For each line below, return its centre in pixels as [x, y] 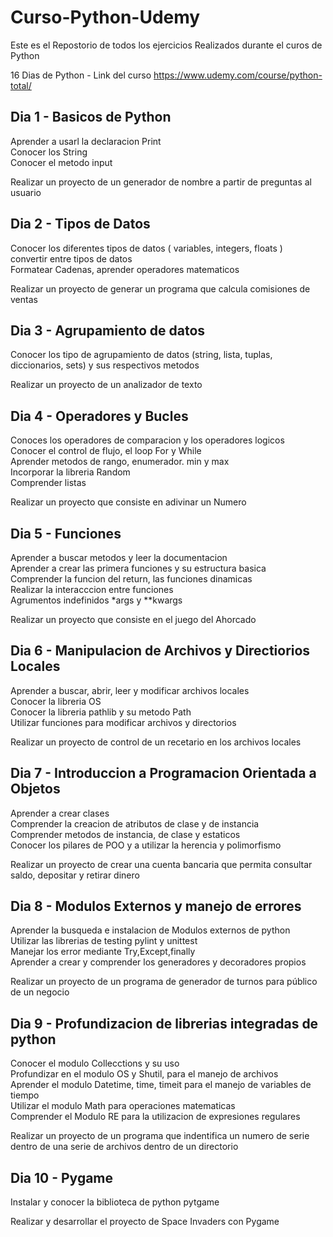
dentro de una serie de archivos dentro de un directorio [124, 1147]
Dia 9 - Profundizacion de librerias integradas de [164, 1023]
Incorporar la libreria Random [70, 472]
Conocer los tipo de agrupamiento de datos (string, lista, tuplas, [141, 355]
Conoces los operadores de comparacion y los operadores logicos [147, 440]
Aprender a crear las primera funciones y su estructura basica [138, 568]
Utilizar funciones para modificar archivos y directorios [123, 722]
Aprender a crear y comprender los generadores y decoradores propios [158, 962]
